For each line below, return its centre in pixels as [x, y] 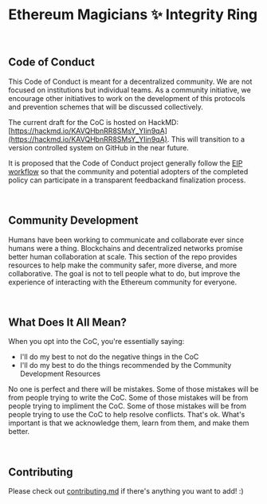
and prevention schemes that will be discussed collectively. [106, 107]
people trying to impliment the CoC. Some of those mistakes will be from [128, 406]
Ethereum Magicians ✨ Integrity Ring [133, 15]
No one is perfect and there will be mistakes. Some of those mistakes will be [133, 389]
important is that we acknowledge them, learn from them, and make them [129, 423]
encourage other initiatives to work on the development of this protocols [127, 98]
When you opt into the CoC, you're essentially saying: [96, 342]
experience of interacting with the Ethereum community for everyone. [123, 282]
